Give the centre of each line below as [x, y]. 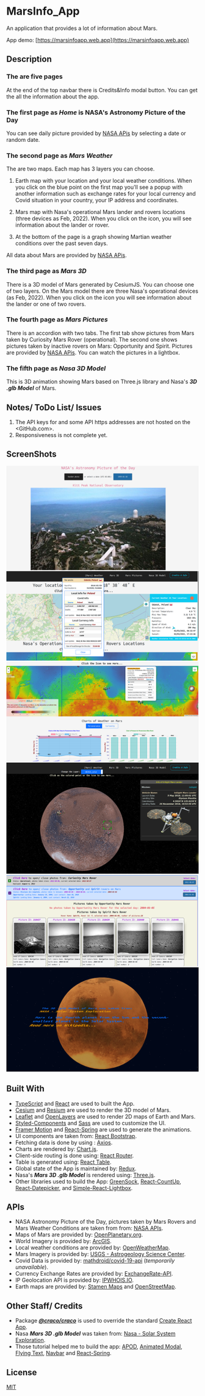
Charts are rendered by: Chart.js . [56, 1149]
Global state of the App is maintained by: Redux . [76, 1168]
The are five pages [34, 76]
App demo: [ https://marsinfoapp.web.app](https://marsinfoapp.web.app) [98, 40]
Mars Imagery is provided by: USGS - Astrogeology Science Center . [100, 1254]
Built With [25, 1089]
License [22, 1372]
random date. [23, 139]
